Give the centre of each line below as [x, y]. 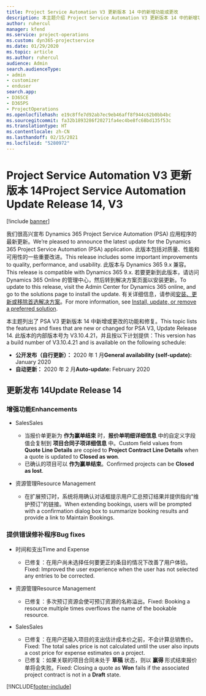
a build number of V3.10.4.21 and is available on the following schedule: [96, 342]
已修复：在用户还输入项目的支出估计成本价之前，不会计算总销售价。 [110, 639]
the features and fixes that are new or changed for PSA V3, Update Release [102, 328]
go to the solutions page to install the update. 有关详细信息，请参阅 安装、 [99, 294]
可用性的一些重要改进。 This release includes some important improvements [102, 257]
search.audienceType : [34, 69]
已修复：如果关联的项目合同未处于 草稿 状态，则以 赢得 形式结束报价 [111, 660]
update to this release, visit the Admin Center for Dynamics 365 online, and [101, 286]
